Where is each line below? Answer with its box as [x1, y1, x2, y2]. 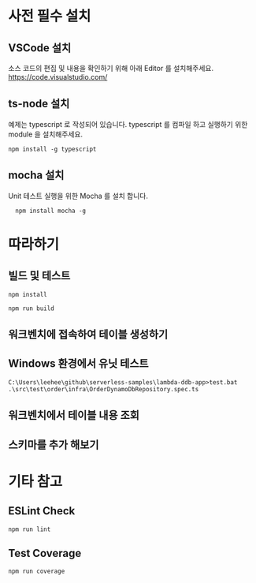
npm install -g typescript [8, 145, 97, 153]
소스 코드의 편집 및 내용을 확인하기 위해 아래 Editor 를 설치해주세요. [8, 64, 214, 73]
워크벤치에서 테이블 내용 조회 [8, 409, 140, 422]
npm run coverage [8, 567, 65, 576]
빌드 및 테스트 [8, 269, 71, 282]
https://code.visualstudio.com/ [8, 73, 108, 81]
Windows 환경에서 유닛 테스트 [8, 357, 149, 371]
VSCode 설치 [8, 41, 72, 54]
